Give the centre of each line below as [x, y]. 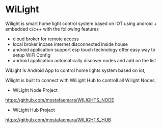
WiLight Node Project [35, 90]
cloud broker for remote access [46, 39]
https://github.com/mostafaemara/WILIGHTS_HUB [58, 120]
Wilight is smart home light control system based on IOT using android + [81, 23]
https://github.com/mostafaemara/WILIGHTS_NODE [60, 100]
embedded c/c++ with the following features [52, 29]
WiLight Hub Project [34, 110]
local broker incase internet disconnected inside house [70, 44]
